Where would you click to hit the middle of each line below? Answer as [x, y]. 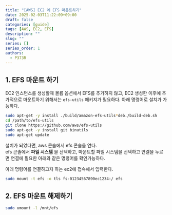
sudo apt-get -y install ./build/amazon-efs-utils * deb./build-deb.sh [81, 116]
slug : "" [15, 39]
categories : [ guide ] [27, 24]
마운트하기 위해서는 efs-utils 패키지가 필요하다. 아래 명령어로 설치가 [92, 100]
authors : [15, 53]
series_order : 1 [23, 48]
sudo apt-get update [27, 135]
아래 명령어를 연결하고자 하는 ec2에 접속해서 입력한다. [59, 169]
